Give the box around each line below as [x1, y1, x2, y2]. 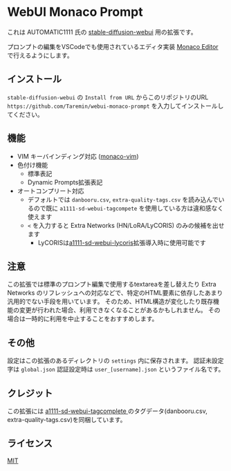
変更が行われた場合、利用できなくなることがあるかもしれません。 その [19, 306, 221, 314]
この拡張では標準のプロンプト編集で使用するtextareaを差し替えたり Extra [7, 280, 216, 289]
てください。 [7, 110, 44, 118]
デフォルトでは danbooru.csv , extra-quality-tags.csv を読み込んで [27, 195, 219, 204]
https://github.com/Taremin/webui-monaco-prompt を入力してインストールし [7, 102, 224, 110]
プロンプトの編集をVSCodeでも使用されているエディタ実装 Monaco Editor [7, 42, 219, 50]
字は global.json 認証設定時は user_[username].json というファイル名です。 [7, 365, 225, 374]
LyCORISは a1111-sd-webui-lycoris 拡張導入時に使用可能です [37, 238, 206, 247]
